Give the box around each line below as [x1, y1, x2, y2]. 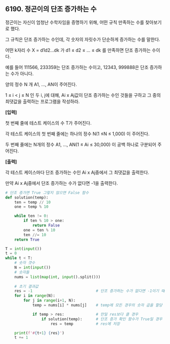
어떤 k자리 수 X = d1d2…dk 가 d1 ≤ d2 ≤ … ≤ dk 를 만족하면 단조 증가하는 [5, 47, 151, 53]
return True [14, 237, 39, 242]
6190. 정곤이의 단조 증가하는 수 [5, 5, 97, 14]
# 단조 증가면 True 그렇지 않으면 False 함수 [5, 190, 89, 195]
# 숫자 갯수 [14, 260, 35, 265]
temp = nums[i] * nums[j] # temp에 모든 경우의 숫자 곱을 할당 [32, 303, 163, 308]
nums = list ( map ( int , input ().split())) [14, 274, 101, 280]
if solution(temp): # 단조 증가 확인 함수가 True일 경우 [41, 316, 163, 322]
